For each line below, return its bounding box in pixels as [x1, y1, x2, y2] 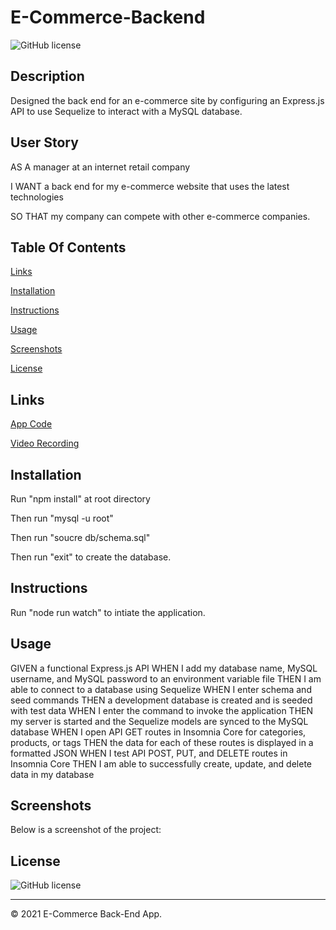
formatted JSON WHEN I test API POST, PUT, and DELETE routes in [10, 747, 288, 759]
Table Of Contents [10, 239, 127, 256]
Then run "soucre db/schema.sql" [10, 532, 151, 543]
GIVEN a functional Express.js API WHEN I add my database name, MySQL [10, 662, 318, 674]
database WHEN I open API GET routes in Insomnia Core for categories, [10, 726, 307, 738]
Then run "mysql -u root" [10, 512, 114, 524]
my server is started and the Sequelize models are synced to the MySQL [10, 715, 309, 727]
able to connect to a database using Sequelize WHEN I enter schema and [10, 683, 312, 695]
